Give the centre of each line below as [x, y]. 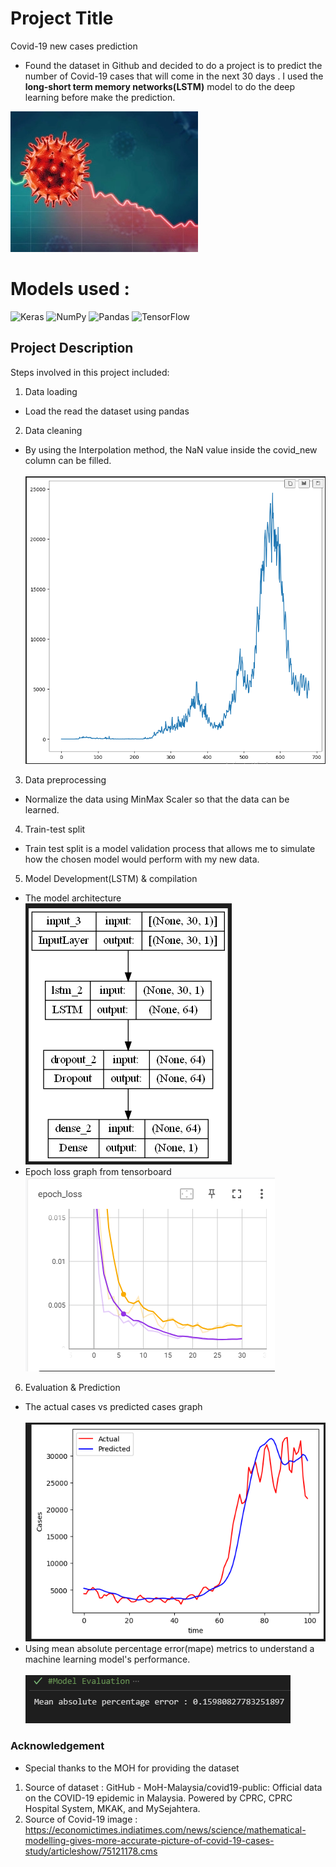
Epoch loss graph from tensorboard [98, 1172]
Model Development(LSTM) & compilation [111, 879]
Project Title [62, 18]
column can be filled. [68, 460]
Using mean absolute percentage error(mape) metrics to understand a [169, 1649]
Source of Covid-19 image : [81, 1819]
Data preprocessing [65, 780]
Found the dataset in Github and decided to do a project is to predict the [173, 65]
